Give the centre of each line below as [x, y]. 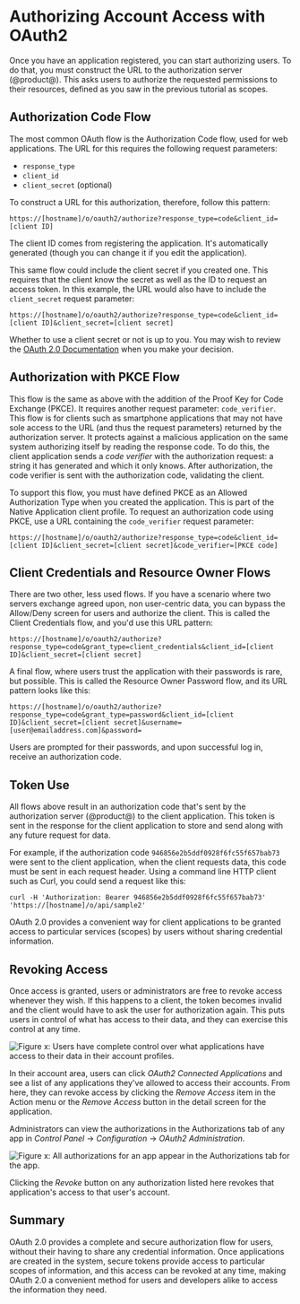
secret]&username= [147, 723]
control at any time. [45, 1029]
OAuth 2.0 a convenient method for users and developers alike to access [144, 1280]
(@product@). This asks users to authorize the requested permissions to [143, 79]
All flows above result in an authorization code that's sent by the [128, 807]
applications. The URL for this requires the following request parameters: [143, 148]
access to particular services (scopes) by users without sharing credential [146, 932]
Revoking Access [59, 969]
